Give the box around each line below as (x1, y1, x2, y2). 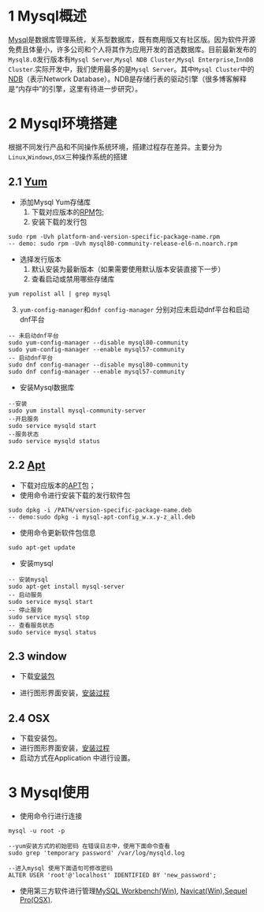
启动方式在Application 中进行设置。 (19, 754, 135, 763)
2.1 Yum (8, 175, 48, 189)
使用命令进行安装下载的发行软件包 (19, 490, 131, 500)
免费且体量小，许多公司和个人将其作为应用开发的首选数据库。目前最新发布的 (8, 44, 257, 54)
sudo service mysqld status (8, 437, 101, 445)
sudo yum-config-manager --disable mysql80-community (8, 338, 189, 347)
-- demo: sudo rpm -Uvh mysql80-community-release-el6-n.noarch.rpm (8, 240, 238, 248)
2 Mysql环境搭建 (8, 115, 117, 132)
